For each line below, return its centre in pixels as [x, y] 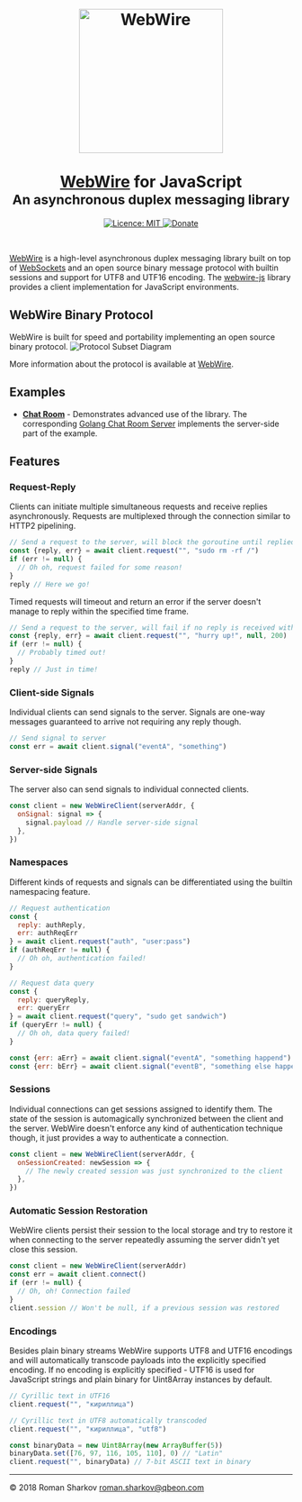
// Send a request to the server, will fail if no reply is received [142, 628]
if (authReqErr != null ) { [60, 950]
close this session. [44, 1250]
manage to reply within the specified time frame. [99, 611]
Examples [37, 392]
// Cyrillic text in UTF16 [60, 1396]
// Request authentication [60, 908]
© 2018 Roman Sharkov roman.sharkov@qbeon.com [107, 1488]
